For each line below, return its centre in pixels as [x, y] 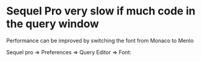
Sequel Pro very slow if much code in [101, 11]
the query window [53, 24]
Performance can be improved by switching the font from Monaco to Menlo [100, 40]
